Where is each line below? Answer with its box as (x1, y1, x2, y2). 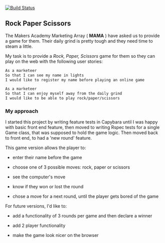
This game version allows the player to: (5, 145, 86, 151)
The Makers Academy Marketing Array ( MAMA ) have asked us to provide (5, 33, 160, 39)
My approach (5, 107, 39, 114)
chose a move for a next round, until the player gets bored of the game (12, 193, 159, 199)
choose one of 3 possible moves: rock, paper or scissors (12, 164, 130, 170)
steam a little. (5, 43, 33, 49)
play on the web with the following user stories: (5, 58, 103, 64)
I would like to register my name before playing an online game (5, 77, 144, 82)
